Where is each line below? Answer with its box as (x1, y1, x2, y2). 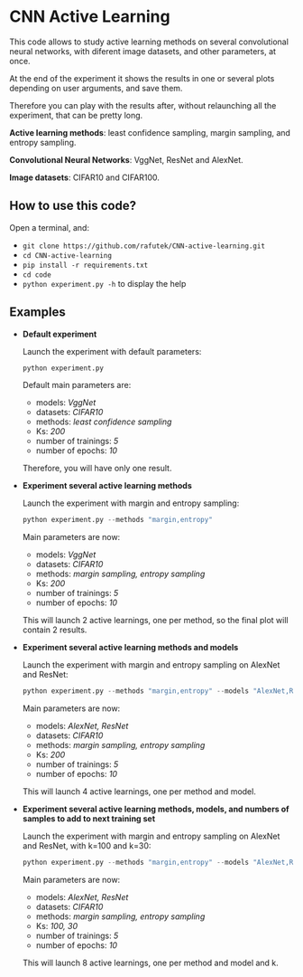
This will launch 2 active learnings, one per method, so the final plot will (22, 615, 289, 626)
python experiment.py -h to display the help (22, 278, 187, 289)
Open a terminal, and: (9, 222, 90, 232)
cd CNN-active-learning (22, 251, 113, 260)
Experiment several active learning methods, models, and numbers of (22, 803, 290, 815)
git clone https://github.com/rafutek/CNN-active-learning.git (22, 242, 266, 251)
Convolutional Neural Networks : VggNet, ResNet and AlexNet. (9, 154, 243, 165)
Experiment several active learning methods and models (22, 642, 239, 653)
